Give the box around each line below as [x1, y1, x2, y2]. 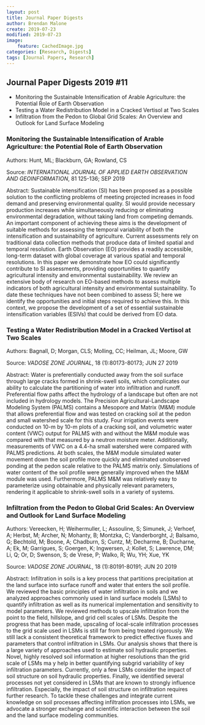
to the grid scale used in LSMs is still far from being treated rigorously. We [6, 627, 193, 634]
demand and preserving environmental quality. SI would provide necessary [6, 200, 196, 207]
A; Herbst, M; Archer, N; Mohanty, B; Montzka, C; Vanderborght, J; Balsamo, [6, 531, 199, 539]
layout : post [6, 9, 40, 15]
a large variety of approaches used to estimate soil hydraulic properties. [6, 647, 188, 654]
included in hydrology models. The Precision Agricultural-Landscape [6, 397, 179, 404]
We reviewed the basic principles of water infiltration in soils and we [6, 588, 179, 595]
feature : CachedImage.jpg [17, 44, 84, 50]
